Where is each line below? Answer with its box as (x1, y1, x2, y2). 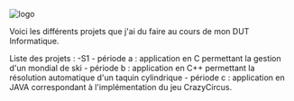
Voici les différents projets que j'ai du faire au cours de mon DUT (9, 26, 250, 36)
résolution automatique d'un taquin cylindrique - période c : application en (9, 72, 286, 83)
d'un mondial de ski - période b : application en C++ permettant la (9, 63, 255, 73)
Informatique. (9, 36, 60, 46)
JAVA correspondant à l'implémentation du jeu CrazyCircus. (9, 82, 233, 92)
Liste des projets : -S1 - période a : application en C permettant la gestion (9, 53, 281, 63)
